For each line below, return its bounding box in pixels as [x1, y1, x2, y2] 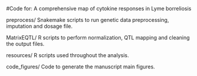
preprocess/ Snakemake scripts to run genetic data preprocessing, [6, 16, 169, 23]
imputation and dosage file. [6, 23, 73, 29]
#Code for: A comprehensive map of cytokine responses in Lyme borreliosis [6, 5, 192, 12]
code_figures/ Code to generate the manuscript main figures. [6, 63, 156, 70]
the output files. [6, 41, 45, 47]
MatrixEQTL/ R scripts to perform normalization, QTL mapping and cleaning [6, 34, 190, 41]
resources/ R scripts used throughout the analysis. [6, 52, 129, 58]
